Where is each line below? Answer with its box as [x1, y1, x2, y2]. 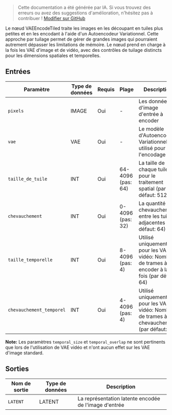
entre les [138, 213, 160, 220]
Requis [97, 86, 115, 93]
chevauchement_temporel [8, 307, 66, 313]
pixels [8, 108, 24, 114]
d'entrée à [138, 110, 163, 118]
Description [106, 383, 136, 390]
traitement [138, 178, 164, 185]
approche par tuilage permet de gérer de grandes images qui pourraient [5, 36, 158, 42]
